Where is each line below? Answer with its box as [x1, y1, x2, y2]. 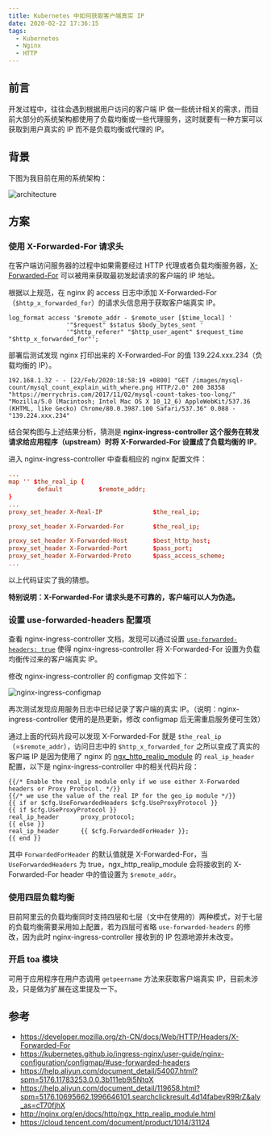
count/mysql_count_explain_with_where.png [8, 384, 153, 392]
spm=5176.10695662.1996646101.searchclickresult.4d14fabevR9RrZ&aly [19, 1091, 261, 1101]
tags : [8, 27, 27, 35]
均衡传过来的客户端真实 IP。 [8, 654, 102, 664]
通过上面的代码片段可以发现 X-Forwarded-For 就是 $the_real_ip [8, 732, 222, 741]
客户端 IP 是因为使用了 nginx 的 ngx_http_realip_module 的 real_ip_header [8, 752, 255, 762]
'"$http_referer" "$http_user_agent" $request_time [65, 328, 244, 336]
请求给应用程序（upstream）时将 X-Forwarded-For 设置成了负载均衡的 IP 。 [8, 437, 261, 447]
